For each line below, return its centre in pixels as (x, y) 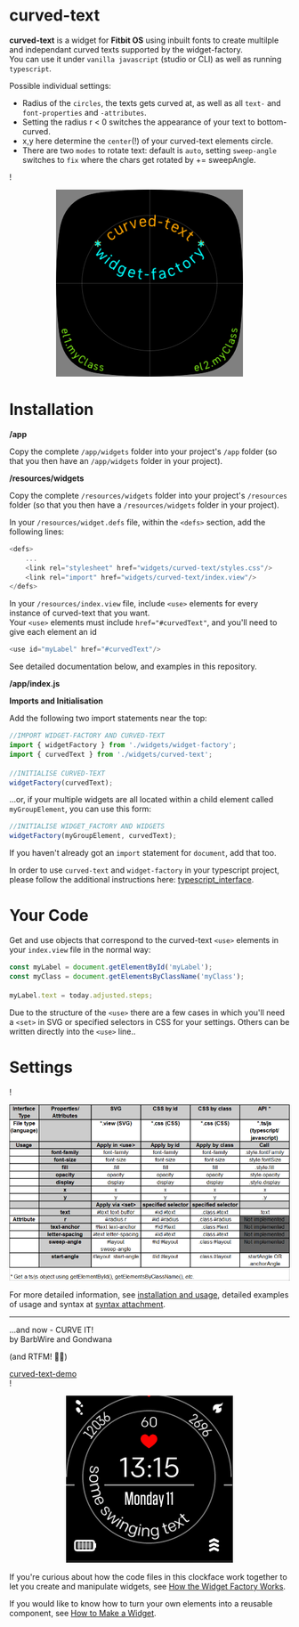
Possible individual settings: (60, 85)
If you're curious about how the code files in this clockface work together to (148, 1576)
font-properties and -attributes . (84, 112)
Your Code (49, 916)
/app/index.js (35, 684)
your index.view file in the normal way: (80, 950)
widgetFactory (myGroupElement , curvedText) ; (93, 836)
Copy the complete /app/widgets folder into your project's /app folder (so (143, 451)
